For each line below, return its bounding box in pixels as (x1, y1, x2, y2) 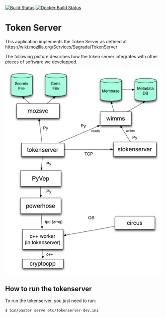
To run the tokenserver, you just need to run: (5, 298, 96, 304)
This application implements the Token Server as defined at (5, 38, 127, 44)
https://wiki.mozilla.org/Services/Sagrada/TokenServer (5, 44, 118, 50)
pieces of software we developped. (5, 59, 78, 65)
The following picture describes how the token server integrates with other (5, 53, 158, 59)
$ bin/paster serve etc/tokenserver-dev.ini (5, 308, 99, 313)
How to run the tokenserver (5, 284, 92, 293)
